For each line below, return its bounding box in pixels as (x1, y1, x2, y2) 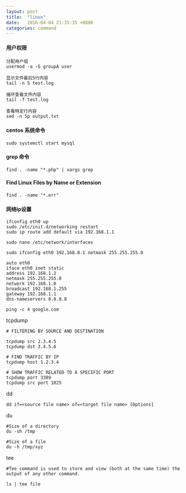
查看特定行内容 (6, 109, 37, 114)
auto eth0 (6, 260, 31, 266)
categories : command (6, 25, 57, 31)
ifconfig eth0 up (6, 219, 49, 225)
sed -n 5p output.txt (6, 113, 59, 120)
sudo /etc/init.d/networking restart (6, 224, 99, 230)
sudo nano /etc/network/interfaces (6, 239, 94, 245)
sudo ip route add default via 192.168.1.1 (6, 229, 115, 235)
